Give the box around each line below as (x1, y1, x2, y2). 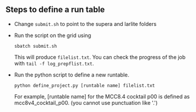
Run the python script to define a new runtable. (14, 71, 130, 78)
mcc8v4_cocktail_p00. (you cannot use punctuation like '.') (14, 99, 158, 106)
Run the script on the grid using (14, 32, 91, 39)
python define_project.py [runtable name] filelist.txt (14, 83, 155, 88)
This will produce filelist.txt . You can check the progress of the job (14, 53, 186, 61)
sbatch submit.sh (14, 43, 57, 49)
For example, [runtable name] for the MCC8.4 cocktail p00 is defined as (14, 93, 190, 100)
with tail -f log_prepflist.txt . (14, 60, 94, 67)
